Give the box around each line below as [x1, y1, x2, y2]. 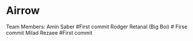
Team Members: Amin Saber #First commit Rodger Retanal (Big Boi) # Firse [6, 23, 188, 30]
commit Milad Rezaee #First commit [6, 29, 92, 36]
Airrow [6, 4, 40, 17]
